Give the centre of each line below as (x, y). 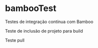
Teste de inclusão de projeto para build (44, 31)
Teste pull (15, 40)
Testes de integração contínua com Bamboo (49, 22)
